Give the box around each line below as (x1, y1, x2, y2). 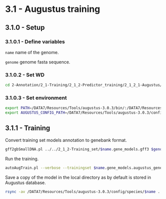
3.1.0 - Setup (5, 23, 45, 32)
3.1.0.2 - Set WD (5, 71, 45, 78)
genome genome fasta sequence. (5, 59, 71, 65)
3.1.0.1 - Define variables (5, 38, 65, 45)
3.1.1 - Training (5, 124, 50, 133)
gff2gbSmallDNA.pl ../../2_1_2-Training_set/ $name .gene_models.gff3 (5, 146, 149, 152)
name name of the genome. (5, 49, 59, 55)
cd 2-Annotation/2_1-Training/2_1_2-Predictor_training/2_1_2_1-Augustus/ (5, 83, 163, 88)
